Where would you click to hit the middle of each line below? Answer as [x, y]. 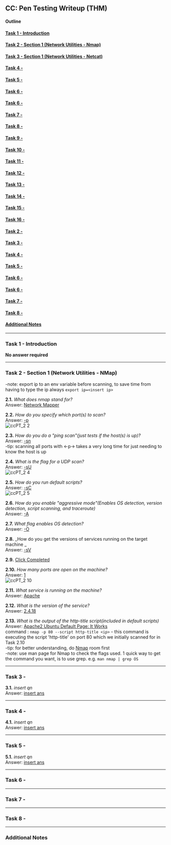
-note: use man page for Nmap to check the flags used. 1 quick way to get [83, 653]
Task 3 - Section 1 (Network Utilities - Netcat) [54, 56]
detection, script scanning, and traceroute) [50, 508]
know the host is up [26, 452]
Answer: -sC [18, 487]
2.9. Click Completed [27, 560]
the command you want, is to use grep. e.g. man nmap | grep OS [72, 658]
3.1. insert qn [19, 688]
